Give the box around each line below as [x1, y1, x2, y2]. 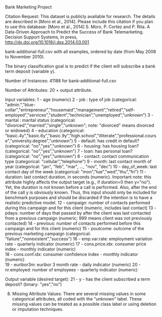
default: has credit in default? [81, 138, 140, 144]
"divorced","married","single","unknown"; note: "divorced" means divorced [5, 122, 154, 128]
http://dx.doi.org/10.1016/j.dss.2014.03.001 [5, 39, 90, 45]
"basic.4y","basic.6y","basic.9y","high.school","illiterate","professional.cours [5, 133, 157, 138]
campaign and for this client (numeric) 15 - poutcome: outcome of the [5, 226, 145, 231]
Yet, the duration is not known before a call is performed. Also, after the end [5, 184, 157, 190]
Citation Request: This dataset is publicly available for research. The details [5, 14, 156, 19]
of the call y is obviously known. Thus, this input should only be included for [5, 189, 157, 195]
